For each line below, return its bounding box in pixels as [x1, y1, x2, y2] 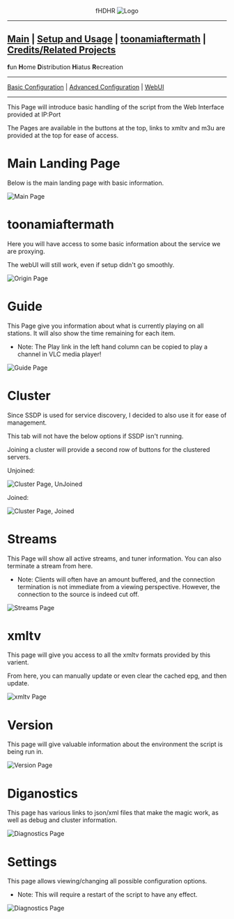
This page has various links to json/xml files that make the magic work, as [7, 809, 219, 817]
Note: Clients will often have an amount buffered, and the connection [17, 575, 215, 584]
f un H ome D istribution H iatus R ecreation [7, 63, 124, 71]
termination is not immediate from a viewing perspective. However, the [17, 582, 221, 591]
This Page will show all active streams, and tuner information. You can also [7, 554, 221, 563]
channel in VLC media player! [17, 349, 102, 358]
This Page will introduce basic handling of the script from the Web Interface [7, 102, 224, 111]
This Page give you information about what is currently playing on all [7, 321, 204, 330]
